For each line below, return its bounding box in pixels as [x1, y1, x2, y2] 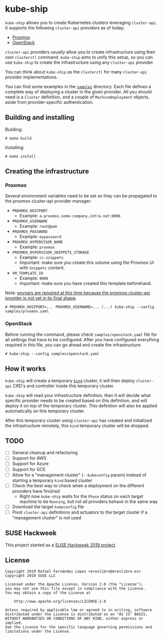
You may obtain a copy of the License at [5, 591, 91, 595]
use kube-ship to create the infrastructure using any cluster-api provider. [5, 59, 154, 65]
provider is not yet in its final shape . [5, 295, 77, 301]
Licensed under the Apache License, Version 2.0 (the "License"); [5, 582, 143, 587]
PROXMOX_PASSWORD [12, 229, 48, 235]
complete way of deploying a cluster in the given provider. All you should [5, 89, 152, 95]
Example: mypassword [19, 234, 62, 239]
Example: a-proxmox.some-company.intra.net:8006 [19, 213, 121, 219]
